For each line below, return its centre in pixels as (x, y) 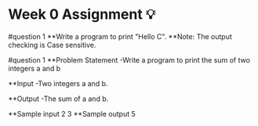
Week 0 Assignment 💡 (82, 14)
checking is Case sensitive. (52, 45)
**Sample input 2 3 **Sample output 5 (72, 113)
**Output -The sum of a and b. (58, 99)
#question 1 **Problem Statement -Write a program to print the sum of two (129, 59)
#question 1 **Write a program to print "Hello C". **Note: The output (120, 36)
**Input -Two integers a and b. (58, 83)
